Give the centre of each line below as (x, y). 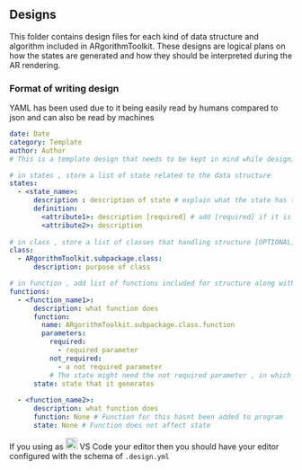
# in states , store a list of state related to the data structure (140, 175)
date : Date (30, 134)
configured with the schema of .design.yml (89, 456)
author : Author (38, 151)
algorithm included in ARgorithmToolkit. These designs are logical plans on (147, 46)
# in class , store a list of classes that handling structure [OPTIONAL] (152, 242)
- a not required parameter (110, 367)
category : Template (46, 142)
